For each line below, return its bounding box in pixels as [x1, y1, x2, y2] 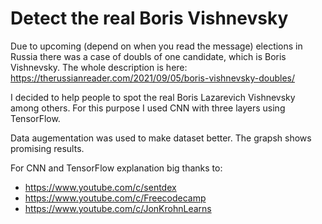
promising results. [10, 142, 85, 154]
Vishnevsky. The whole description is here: [10, 61, 188, 73]
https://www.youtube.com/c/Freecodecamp [24, 192, 207, 204]
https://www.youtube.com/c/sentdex [24, 181, 177, 193]
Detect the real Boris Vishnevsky [10, 7, 289, 30]
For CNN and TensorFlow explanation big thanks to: [10, 162, 223, 174]
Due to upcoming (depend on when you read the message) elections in [10, 40, 303, 52]
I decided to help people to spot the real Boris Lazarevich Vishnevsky [10, 91, 296, 103]
